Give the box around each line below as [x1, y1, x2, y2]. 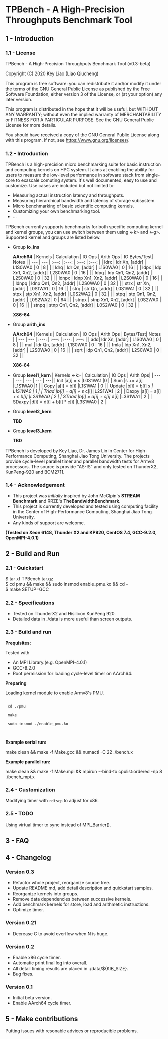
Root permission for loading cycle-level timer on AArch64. [12, 670, 133, 676]
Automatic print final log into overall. [12, 960, 88, 966]
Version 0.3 [5, 868, 34, 875]
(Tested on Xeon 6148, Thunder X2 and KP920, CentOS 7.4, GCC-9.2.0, [5, 530, 157, 536]
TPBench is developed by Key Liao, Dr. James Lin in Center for [5, 448, 135, 454]
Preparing [5, 680, 27, 686]
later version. [5, 96, 33, 102]
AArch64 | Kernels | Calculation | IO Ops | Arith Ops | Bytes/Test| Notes [12, 331, 161, 337]
